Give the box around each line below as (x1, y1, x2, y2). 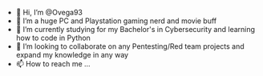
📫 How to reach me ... (15, 59, 91, 68)
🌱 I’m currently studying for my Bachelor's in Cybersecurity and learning (15, 25, 255, 34)
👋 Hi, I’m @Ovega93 (15, 8, 83, 17)
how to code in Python (15, 33, 91, 42)
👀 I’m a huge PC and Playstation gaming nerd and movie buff (15, 16, 217, 26)
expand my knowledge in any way (15, 50, 129, 59)
